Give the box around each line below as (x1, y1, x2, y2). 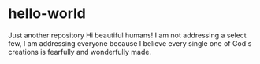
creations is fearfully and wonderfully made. (8, 47, 152, 56)
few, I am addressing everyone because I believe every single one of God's (8, 38, 252, 48)
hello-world (8, 5, 87, 23)
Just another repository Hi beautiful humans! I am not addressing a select (8, 30, 247, 40)
